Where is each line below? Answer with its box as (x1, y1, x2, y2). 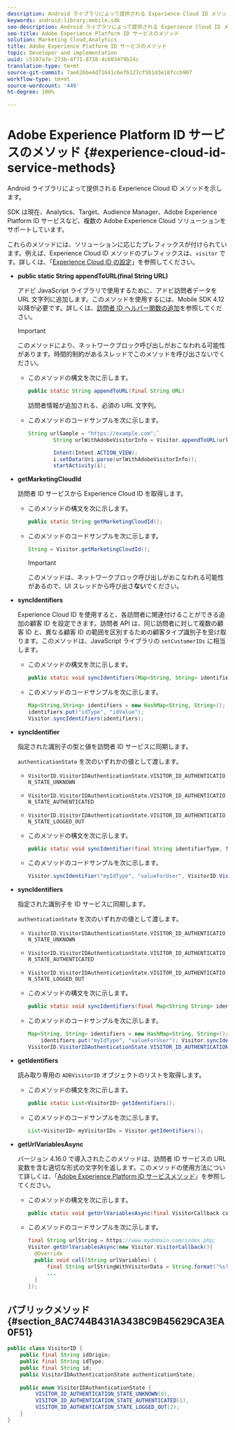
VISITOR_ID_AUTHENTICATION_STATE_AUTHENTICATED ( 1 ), (35, 1397, 190, 1404)
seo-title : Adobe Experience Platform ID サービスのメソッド (7, 29, 180, 37)
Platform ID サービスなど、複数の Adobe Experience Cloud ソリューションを (7, 217, 227, 225)
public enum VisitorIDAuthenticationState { (20, 1384, 152, 1391)
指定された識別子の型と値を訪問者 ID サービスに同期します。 (17, 742, 192, 751)
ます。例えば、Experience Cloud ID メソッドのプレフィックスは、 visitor (7, 249, 218, 258)
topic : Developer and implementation (7, 50, 117, 57)
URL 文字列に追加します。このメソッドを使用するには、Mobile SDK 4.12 (17, 295, 225, 304)
